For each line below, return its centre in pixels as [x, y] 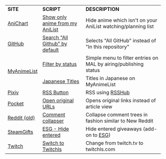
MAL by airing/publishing [115, 64]
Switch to [53, 143]
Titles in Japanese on [110, 78]
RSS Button [56, 92]
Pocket [16, 103]
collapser [53, 121]
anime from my [60, 23]
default [51, 50]
